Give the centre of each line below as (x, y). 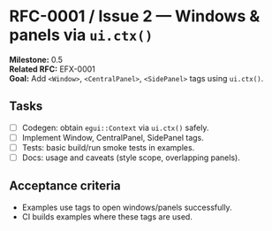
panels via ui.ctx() (81, 35)
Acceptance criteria (65, 186)
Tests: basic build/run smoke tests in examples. (108, 147)
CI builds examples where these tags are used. (107, 216)
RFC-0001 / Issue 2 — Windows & (135, 16)
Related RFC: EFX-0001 (52, 69)
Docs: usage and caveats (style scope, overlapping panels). (131, 158)
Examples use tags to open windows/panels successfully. (127, 207)
